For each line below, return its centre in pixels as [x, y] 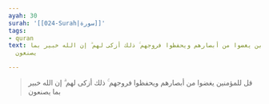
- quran [21, 38]
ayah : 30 [23, 16]
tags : [17, 30]
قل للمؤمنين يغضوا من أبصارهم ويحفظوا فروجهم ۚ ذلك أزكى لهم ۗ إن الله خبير [140, 82]
